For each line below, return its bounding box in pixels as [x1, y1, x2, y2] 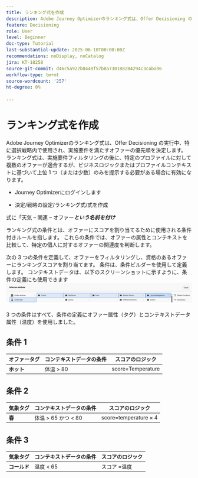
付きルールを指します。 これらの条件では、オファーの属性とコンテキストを [6, 233, 188, 240]
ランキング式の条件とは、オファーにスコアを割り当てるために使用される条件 [6, 226, 192, 233]
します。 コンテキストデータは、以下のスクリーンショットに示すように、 [6, 268, 182, 275]
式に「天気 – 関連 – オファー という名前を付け [6, 213, 115, 221]
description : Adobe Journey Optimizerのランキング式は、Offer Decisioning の [6, 15, 193, 22]
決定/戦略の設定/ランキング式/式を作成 [14, 201, 108, 208]
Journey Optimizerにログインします [14, 188, 101, 196]
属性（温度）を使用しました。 [6, 318, 78, 326]
